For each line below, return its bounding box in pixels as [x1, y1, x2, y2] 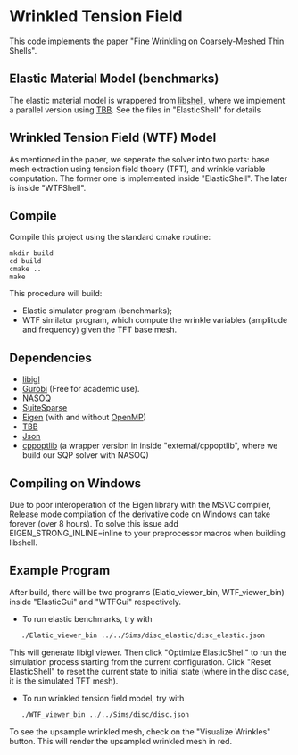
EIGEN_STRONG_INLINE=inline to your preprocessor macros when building [9, 528, 286, 538]
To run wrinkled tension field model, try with [21, 693, 185, 703]
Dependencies [9, 350, 92, 365]
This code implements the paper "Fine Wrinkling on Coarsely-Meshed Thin [9, 36, 285, 46]
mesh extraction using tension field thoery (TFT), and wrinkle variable [9, 163, 266, 174]
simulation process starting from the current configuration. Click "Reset [9, 656, 272, 667]
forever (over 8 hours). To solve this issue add [9, 519, 178, 528]
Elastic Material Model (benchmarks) [9, 71, 219, 87]
